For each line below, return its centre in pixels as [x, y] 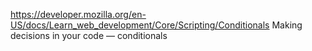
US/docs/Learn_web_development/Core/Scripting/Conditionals [140, 25]
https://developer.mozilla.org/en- [78, 14]
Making [287, 25]
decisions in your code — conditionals [89, 35]
